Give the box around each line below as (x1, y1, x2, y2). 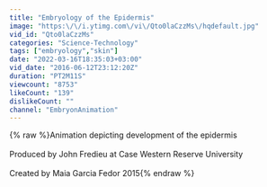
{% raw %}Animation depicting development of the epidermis (9, 129, 238, 140)
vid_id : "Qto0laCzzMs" (9, 30, 94, 39)
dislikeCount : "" (9, 96, 75, 106)
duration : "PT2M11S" (9, 72, 87, 81)
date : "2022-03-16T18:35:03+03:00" (9, 55, 143, 64)
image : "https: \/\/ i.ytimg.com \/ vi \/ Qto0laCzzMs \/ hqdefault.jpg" (9, 22, 259, 31)
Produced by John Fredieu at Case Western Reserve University (9, 149, 244, 160)
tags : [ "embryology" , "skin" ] (9, 47, 119, 56)
